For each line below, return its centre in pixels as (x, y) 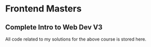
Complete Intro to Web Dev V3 (54, 27)
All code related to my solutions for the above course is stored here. (76, 39)
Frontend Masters (43, 9)
